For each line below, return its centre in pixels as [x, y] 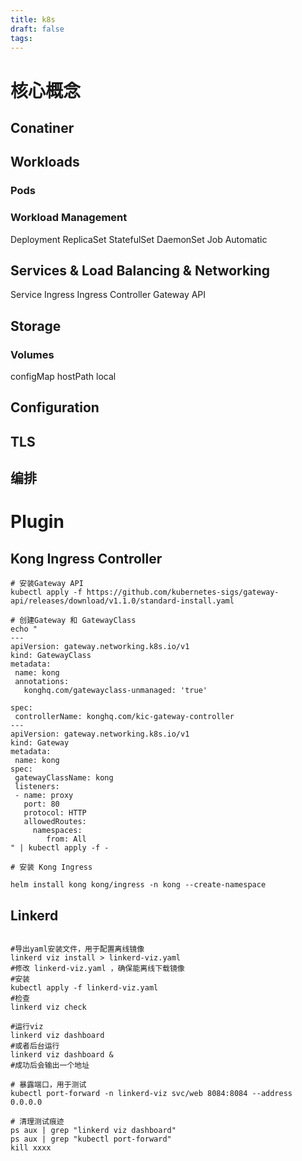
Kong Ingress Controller [86, 558]
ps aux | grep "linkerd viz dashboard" [93, 1131]
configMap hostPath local [63, 377]
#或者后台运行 [35, 1046]
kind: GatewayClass [51, 656]
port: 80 [41, 804]
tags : [21, 38]
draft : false [37, 29]
